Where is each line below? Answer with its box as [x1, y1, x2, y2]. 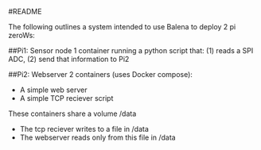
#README [8, 7, 42, 16]
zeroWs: [8, 31, 36, 40]
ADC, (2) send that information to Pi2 [8, 55, 130, 63]
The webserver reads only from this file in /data [19, 133, 177, 142]
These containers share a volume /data [8, 109, 137, 118]
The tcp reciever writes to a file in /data [19, 125, 150, 133]
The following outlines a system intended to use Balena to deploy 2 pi [8, 22, 236, 31]
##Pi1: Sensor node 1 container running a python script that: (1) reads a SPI [8, 46, 254, 55]
